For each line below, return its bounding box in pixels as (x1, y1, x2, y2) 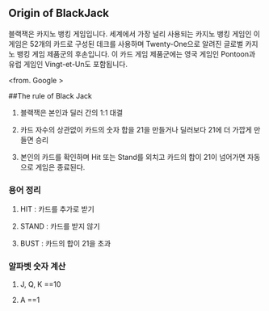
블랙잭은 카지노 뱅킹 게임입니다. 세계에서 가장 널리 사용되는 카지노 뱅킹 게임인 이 (8, 28, 261, 39)
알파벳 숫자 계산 (8, 261, 66, 272)
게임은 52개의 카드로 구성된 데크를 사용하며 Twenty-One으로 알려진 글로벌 (8, 39, 244, 48)
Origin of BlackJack (8, 6, 110, 20)
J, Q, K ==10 (19, 279, 61, 289)
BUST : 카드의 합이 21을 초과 (19, 238, 111, 249)
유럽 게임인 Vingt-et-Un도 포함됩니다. (8, 59, 128, 69)
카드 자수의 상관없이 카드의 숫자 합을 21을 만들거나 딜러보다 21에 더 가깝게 (19, 124, 252, 134)
